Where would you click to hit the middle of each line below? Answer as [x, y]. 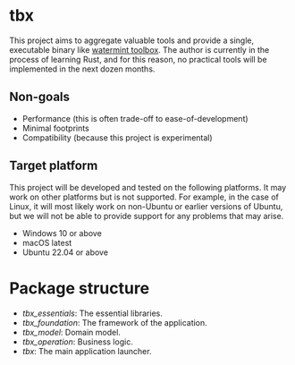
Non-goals [39, 97]
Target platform [54, 166]
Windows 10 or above [62, 233]
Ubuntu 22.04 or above [65, 252]
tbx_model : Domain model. [71, 332]
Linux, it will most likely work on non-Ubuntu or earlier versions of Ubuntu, [146, 206]
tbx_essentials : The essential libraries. [92, 313]
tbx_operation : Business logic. [78, 342]
